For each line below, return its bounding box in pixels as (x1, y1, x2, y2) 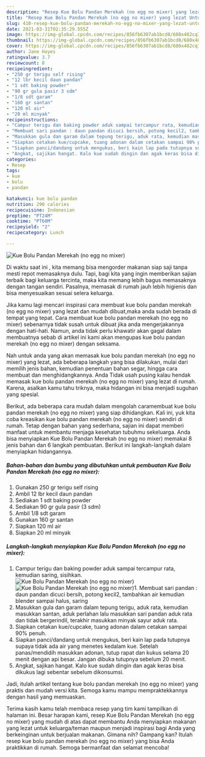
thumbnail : (6, 37, 34, 43)
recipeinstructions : (6, 116, 59, 123)
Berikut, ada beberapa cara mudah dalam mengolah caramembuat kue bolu (6, 402, 196, 410)
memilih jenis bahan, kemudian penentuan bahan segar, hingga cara (6, 364, 178, 372)
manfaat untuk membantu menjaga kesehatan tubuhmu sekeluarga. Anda (6, 428, 191, 436)
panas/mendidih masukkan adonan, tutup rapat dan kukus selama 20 (15, 649, 189, 656)
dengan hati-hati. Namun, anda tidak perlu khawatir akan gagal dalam (6, 327, 181, 334)
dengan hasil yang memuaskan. (6, 693, 87, 700)
